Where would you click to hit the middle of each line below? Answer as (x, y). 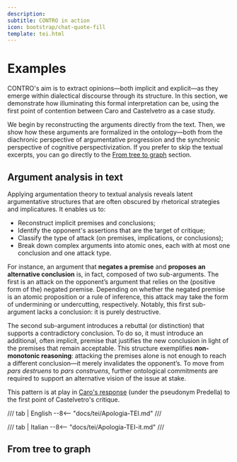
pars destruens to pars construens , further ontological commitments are (113, 371)
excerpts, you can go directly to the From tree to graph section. (100, 155)
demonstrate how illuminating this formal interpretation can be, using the (113, 103)
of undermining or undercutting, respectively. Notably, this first (99, 304)
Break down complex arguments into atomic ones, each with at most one (124, 246)
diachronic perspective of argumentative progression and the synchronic (114, 140)
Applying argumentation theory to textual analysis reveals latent (100, 194)
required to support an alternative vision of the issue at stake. (97, 378)
